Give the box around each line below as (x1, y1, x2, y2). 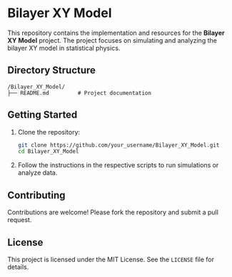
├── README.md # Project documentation (7, 89, 152, 97)
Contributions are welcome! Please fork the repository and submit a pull (7, 208, 219, 216)
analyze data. (17, 169, 58, 177)
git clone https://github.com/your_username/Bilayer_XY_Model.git (17, 141, 220, 149)
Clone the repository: (17, 127, 81, 136)
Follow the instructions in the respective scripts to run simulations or (17, 161, 219, 169)
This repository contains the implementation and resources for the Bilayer (7, 28, 225, 37)
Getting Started (7, 109, 78, 121)
